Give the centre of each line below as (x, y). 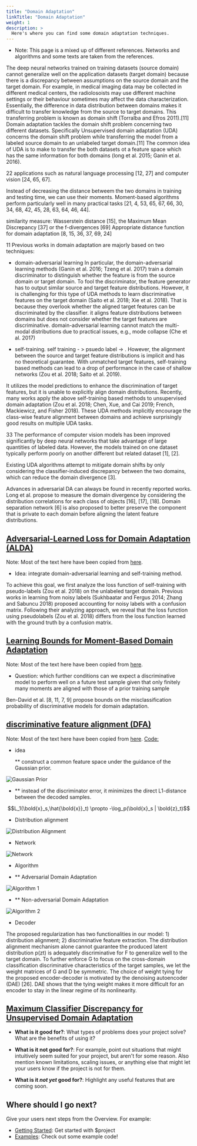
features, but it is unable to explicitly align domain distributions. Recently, (95, 392)
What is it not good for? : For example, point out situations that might (98, 1050)
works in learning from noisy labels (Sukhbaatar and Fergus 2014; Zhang (94, 597)
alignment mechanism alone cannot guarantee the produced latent (87, 946)
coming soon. (31, 1086)
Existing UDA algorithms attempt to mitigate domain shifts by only (85, 465)
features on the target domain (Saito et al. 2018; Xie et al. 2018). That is (101, 300)
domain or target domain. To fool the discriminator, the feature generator (103, 282)
